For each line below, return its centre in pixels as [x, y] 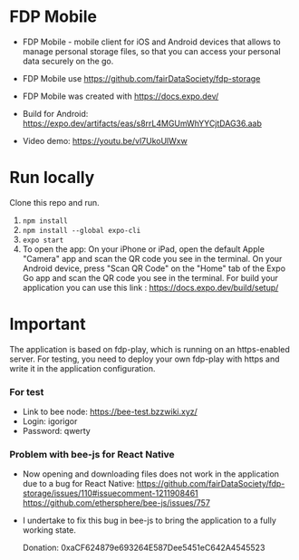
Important [48, 324]
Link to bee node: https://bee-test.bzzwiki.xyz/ [110, 412]
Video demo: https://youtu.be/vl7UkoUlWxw [105, 140]
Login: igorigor [50, 421]
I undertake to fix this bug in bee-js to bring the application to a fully [149, 521]
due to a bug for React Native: [78, 484]
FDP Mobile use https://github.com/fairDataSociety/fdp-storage [141, 78]
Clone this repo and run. [54, 202]
